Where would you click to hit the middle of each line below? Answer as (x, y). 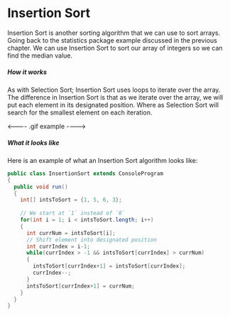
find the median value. (40, 56)
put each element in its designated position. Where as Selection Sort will (113, 105)
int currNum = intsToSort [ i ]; (71, 233)
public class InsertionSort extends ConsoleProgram (85, 173)
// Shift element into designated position (92, 240)
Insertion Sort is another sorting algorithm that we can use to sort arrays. (114, 33)
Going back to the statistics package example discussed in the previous (113, 40)
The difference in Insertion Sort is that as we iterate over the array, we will (115, 97)
